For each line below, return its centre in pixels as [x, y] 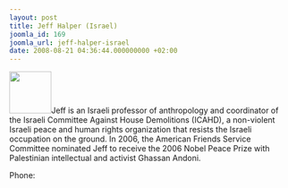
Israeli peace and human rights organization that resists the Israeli [131, 130]
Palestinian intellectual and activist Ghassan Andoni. [105, 158]
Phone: [22, 175]
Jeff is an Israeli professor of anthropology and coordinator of [165, 111]
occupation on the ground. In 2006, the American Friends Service [130, 139]
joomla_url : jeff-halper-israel [69, 43]
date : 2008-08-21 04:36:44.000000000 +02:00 [93, 51]
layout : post [34, 17]
